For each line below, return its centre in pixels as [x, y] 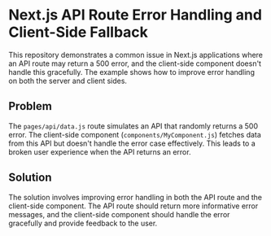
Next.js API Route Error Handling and [135, 15]
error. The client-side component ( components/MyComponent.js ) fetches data [135, 134]
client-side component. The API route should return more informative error [133, 206]
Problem [31, 106]
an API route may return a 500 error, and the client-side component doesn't [135, 63]
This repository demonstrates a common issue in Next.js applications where [135, 55]
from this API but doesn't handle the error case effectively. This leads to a [132, 143]
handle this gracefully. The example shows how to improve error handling [131, 72]
